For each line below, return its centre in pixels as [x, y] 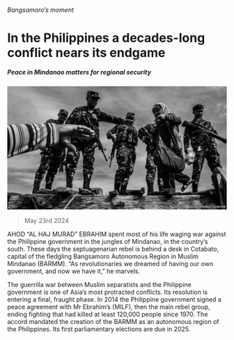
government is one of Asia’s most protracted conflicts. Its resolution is [107, 292]
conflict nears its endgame [86, 53]
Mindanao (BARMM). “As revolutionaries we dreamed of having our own [110, 264]
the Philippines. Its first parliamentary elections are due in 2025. [99, 329]
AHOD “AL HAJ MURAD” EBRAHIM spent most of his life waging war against [117, 234]
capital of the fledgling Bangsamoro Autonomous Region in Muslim [103, 256]
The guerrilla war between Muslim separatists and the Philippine [99, 285]
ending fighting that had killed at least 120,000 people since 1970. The [108, 314]
